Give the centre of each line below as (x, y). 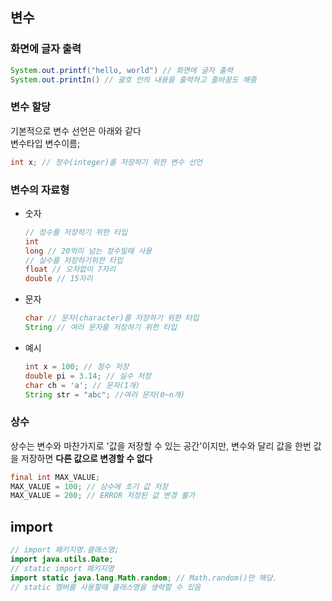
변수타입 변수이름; (45, 143)
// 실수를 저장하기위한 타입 (73, 260)
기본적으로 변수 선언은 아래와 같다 (76, 130)
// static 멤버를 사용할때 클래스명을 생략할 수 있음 (106, 587)
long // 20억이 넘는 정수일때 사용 (88, 251)
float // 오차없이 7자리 (70, 269)
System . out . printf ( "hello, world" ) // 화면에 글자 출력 (121, 70)
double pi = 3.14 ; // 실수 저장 (88, 376)
